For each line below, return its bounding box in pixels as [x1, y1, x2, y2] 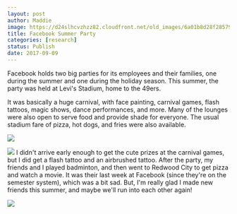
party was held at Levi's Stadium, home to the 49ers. [7, 84, 161, 93]
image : [7, 23, 27, 30]
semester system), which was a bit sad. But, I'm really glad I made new [7, 178, 214, 186]
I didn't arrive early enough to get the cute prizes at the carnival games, [16, 148, 224, 156]
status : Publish [7, 43, 55, 50]
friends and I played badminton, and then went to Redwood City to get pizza [7, 163, 229, 172]
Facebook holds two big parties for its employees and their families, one [7, 69, 217, 78]
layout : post [7, 10, 46, 18]
